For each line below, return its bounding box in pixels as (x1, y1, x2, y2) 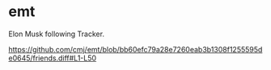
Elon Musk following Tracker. (8, 29, 105, 39)
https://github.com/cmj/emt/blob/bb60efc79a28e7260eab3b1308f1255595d (8, 44, 263, 54)
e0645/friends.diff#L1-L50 (8, 53, 97, 63)
